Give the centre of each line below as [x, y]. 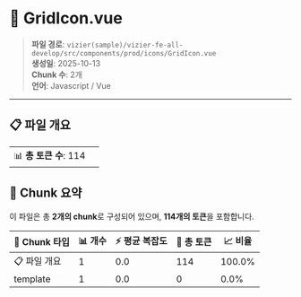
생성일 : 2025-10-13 [66, 63]
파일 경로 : [48, 44]
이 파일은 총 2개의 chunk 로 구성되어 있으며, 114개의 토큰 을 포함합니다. [132, 216]
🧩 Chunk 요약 [46, 193]
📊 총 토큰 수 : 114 [50, 155]
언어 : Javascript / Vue [71, 85]
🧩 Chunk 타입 [42, 242]
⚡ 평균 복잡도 [141, 240]
